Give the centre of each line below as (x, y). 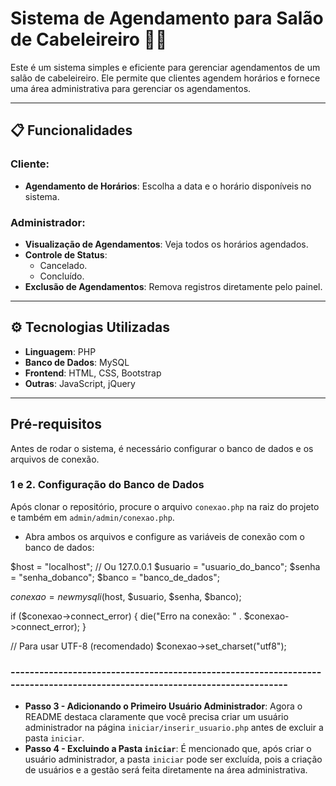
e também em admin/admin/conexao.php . (92, 517)
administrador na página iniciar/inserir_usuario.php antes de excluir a (174, 728)
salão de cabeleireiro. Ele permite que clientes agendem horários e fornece (165, 78)
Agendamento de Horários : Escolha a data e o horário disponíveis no (168, 186)
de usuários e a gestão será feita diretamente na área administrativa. (166, 770)
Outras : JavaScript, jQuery (80, 383)
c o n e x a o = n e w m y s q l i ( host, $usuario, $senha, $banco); (126, 596)
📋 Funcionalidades (71, 130)
